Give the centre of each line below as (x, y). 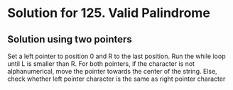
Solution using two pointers (70, 39)
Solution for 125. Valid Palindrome (109, 13)
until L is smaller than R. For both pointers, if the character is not (101, 64)
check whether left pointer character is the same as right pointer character (116, 79)
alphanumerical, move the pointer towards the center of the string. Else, (113, 71)
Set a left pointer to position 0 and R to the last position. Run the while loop (116, 56)
